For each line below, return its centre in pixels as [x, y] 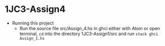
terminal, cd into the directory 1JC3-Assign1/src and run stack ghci [89, 33]
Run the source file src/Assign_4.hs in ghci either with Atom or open [90, 28]
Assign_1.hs [32, 38]
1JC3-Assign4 [35, 9]
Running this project [33, 23]
